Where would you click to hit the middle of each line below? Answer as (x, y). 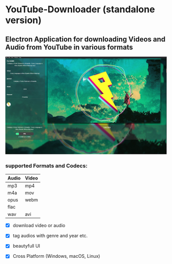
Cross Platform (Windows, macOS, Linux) (56, 256)
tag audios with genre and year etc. (50, 236)
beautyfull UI (26, 246)
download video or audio (39, 226)
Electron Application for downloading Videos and (85, 39)
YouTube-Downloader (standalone (80, 9)
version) (24, 20)
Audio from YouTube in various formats (69, 47)
